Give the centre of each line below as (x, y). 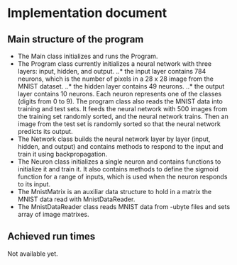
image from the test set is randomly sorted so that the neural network (119, 124)
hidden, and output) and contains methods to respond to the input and (120, 146)
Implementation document (87, 13)
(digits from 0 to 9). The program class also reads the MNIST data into (120, 101)
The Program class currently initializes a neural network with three (114, 64)
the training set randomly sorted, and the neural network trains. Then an (123, 116)
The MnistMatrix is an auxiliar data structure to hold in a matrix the (115, 192)
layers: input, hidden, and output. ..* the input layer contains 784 (112, 71)
